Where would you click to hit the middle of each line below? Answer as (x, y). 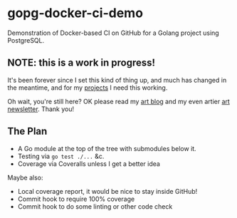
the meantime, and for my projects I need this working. (88, 88)
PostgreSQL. (26, 40)
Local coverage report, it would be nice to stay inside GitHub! (107, 191)
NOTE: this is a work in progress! (81, 63)
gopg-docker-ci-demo (75, 13)
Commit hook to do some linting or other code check (95, 206)
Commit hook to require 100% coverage (76, 199)
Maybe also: (25, 177)
